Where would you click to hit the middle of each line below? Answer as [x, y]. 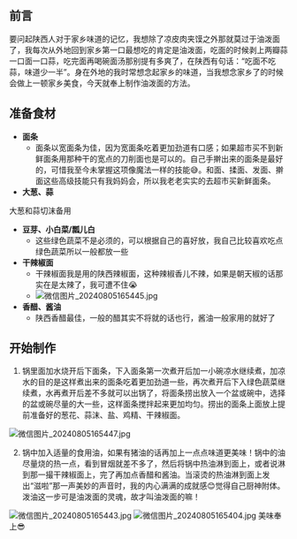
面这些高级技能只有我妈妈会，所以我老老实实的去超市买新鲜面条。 [155, 180]
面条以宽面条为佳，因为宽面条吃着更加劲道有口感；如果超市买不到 [155, 148]
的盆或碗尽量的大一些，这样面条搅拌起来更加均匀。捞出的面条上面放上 [150, 404]
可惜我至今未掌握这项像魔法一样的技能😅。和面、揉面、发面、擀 [168, 170]
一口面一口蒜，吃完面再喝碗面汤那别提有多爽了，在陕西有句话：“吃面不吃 [143, 61]
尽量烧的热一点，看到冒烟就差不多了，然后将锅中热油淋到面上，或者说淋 [153, 464]
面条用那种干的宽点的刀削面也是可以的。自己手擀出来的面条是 [155, 158]
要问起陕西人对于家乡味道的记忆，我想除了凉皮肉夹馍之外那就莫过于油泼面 [145, 39]
